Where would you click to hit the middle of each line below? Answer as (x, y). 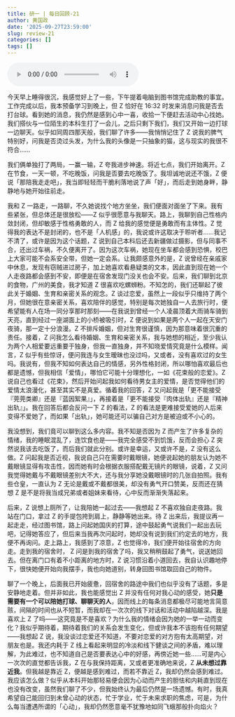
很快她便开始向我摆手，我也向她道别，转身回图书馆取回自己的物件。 (117, 569)
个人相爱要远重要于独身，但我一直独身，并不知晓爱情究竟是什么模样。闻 (123, 346)
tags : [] (20, 46)
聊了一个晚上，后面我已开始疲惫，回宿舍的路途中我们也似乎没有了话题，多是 (117, 584)
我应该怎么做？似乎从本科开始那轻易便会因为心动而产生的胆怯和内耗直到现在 (117, 680)
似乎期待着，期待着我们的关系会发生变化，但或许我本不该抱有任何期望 (127, 628)
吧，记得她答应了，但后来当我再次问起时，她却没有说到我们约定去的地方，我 (117, 534)
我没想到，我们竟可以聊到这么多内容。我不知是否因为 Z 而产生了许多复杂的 (115, 431)
